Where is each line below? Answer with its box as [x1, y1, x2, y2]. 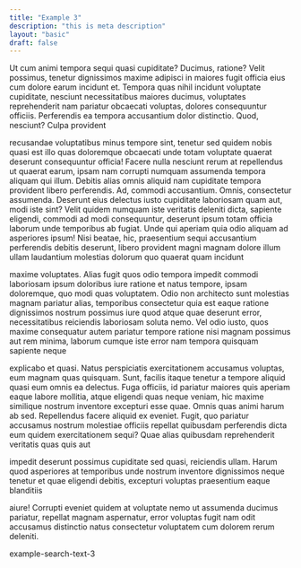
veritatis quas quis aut [9, 439, 91, 450]
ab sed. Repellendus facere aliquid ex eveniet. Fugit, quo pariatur [9, 410, 249, 422]
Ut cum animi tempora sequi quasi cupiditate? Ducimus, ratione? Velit [9, 63, 266, 74]
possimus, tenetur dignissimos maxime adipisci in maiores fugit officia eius [9, 73, 286, 83]
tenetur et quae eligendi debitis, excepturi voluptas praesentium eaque [9, 476, 271, 486]
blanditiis [9, 485, 43, 496]
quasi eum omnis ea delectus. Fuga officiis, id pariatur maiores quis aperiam [9, 382, 291, 393]
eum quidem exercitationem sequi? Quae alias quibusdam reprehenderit [9, 430, 275, 441]
